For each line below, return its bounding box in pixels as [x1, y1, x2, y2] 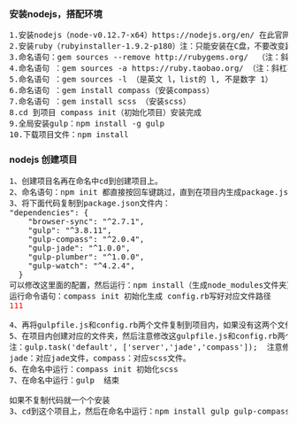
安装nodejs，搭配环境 [9, 7, 103, 19]
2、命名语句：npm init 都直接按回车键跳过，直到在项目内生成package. [9, 187, 279, 197]
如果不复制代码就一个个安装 [9, 395, 110, 405]
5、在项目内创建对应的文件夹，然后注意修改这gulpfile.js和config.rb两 [9, 330, 286, 341]
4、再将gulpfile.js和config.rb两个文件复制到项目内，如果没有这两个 [9, 320, 278, 329]
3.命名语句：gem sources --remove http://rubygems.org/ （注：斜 [9, 52, 289, 63]
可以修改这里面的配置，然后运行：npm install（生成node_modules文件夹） [9, 280, 294, 290]
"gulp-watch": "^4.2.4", [27, 260, 135, 271]
